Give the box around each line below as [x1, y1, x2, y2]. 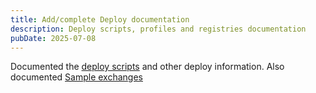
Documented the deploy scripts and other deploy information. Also [10, 61, 285, 73]
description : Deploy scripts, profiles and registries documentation [10, 24, 307, 34]
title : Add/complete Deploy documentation [10, 14, 190, 25]
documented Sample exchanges [10, 71, 143, 83]
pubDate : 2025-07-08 [10, 33, 97, 43]
